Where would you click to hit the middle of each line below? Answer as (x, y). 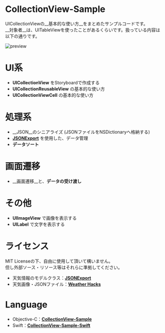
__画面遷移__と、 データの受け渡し (47, 181)
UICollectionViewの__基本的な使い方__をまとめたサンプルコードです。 (77, 23)
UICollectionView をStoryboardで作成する (56, 82)
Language (26, 304)
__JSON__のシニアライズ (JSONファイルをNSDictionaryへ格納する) (81, 132)
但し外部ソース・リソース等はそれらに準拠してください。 (64, 267)
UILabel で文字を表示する (38, 224)
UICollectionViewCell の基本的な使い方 (53, 95)
